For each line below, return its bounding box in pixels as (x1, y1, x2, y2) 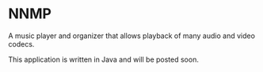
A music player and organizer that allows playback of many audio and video (8, 31, 256, 40)
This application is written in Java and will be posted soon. (8, 55, 200, 64)
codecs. (8, 39, 35, 48)
